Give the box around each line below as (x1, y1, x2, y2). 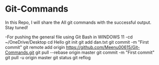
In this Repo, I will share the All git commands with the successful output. (5, 19, 152, 25)
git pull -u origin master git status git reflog (5, 54, 91, 60)
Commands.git (5, 49, 35, 55)
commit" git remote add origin (5, 44, 65, 50)
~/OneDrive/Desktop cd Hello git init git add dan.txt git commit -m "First (5, 39, 149, 45)
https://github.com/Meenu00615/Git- (66, 44, 140, 50)
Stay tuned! (5, 24, 28, 30)
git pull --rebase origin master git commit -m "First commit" (35, 49, 155, 55)
